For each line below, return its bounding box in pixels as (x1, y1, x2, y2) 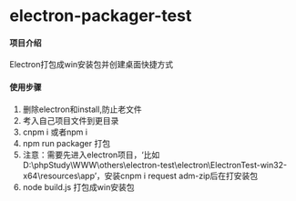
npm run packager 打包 (22, 137, 111, 148)
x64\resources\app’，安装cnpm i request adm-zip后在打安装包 (22, 170, 259, 181)
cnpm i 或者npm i (22, 126, 88, 137)
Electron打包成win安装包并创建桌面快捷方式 (9, 59, 174, 70)
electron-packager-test (9, 5, 192, 26)
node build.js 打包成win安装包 (22, 181, 135, 192)
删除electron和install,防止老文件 (22, 104, 143, 115)
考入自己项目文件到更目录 (22, 115, 119, 126)
